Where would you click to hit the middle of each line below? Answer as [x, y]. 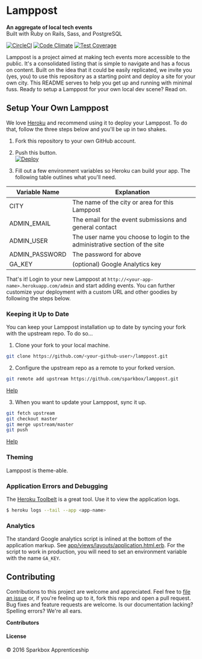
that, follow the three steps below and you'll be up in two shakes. [87, 129]
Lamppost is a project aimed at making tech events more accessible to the [98, 57]
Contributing [31, 577]
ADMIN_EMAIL [30, 223]
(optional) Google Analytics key [116, 264]
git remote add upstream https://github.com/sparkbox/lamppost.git [93, 379]
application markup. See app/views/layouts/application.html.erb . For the [96, 545]
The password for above [106, 254]
